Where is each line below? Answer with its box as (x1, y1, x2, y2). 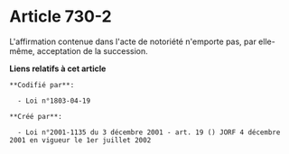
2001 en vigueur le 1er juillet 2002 (9, 135, 152, 145)
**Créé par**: (9, 112, 63, 121)
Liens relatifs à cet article (9, 63, 107, 74)
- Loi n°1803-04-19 (17, 96, 91, 105)
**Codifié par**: (9, 80, 75, 89)
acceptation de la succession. (36, 45, 149, 56)
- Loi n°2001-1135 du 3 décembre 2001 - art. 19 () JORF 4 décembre (17, 128, 281, 137)
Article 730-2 (9, 6, 112, 27)
